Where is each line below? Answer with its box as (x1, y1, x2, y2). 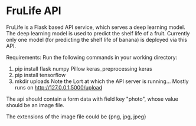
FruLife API (6, 4, 61, 18)
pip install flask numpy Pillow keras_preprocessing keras (14, 65, 152, 72)
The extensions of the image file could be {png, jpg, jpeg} (6, 113, 146, 120)
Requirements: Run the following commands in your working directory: (6, 54, 178, 61)
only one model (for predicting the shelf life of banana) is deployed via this (6, 36, 188, 43)
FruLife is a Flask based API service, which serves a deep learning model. (6, 24, 185, 31)
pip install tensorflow (14, 71, 66, 78)
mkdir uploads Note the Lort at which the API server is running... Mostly (14, 78, 189, 85)
